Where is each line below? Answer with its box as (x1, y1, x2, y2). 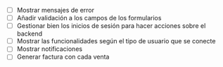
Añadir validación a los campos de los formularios (16, 14, 162, 22)
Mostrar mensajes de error (16, 6, 94, 14)
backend (16, 29, 43, 38)
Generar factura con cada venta (16, 52, 110, 61)
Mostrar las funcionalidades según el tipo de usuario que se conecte (16, 37, 216, 45)
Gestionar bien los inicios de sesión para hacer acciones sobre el (16, 22, 206, 30)
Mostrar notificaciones (16, 45, 82, 53)
